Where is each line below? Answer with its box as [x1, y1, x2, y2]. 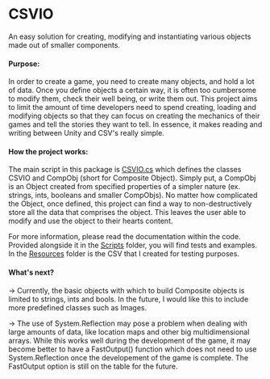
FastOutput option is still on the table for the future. [8, 361, 179, 371]
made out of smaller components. [8, 40, 121, 49]
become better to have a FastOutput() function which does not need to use [8, 344, 257, 354]
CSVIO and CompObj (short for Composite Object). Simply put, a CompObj [8, 173, 256, 183]
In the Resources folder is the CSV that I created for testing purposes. [8, 249, 240, 259]
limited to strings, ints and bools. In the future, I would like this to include [8, 294, 249, 304]
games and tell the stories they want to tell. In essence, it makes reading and [8, 120, 263, 129]
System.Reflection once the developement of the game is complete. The [8, 352, 248, 362]
